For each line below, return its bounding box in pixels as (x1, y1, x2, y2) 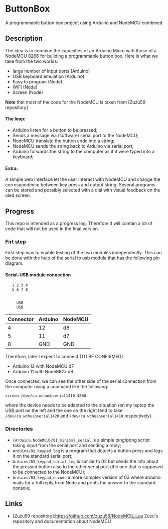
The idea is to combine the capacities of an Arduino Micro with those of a (5, 47, 157, 53)
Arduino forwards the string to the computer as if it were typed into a (12, 148, 155, 154)
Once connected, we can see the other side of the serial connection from (5, 378, 157, 384)
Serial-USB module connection (5, 272, 71, 278)
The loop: (5, 116, 26, 122)
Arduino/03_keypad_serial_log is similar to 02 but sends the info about (12, 458, 159, 464)
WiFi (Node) (12, 84, 38, 90)
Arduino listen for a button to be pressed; (12, 127, 98, 133)
